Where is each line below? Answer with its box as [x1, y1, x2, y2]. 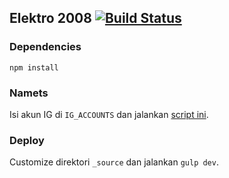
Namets [9, 86, 49, 100]
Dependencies [9, 40, 82, 54]
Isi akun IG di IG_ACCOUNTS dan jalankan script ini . [9, 108, 209, 120]
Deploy [9, 133, 45, 147]
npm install [9, 62, 59, 73]
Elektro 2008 [9, 10, 92, 27]
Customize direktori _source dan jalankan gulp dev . [9, 156, 219, 168]
